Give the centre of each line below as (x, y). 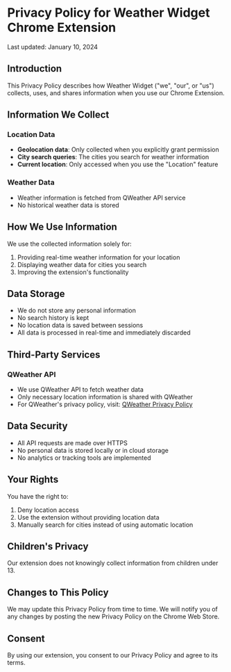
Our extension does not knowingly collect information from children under (113, 563)
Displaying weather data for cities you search (82, 264)
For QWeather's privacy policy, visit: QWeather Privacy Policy (105, 404)
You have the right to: (38, 496)
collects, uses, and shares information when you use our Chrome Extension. (116, 93)
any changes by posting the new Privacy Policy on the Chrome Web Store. (113, 616)
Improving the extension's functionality (73, 272)
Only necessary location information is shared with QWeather (105, 397)
